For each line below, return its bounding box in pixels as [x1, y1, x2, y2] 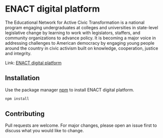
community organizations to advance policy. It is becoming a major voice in [5, 35, 156, 41]
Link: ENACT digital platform [5, 60, 62, 66]
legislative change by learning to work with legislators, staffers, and [5, 30, 141, 35]
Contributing [5, 110, 45, 118]
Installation [5, 74, 40, 82]
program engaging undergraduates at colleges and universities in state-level [5, 24, 158, 30]
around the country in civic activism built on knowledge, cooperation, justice [5, 45, 158, 51]
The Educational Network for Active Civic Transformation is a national [5, 19, 145, 25]
